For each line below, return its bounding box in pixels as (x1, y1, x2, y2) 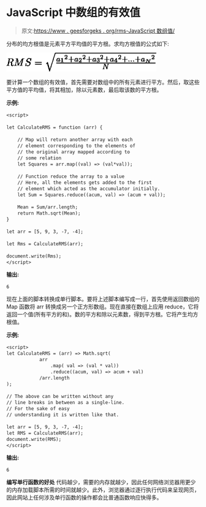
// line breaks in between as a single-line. (6, 399, 124, 405)
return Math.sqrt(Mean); (17, 210, 81, 216)
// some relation (17, 154, 62, 161)
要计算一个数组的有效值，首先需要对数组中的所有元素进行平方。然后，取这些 (6, 78, 200, 86)
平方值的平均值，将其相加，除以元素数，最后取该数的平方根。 (6, 86, 162, 93)
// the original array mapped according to (17, 148, 131, 155)
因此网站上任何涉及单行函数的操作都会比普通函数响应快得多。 (6, 494, 162, 501)
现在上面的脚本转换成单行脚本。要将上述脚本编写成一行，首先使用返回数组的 (6, 295, 200, 302)
